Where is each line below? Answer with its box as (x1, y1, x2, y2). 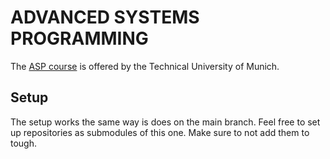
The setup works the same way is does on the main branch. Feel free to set (10, 116, 321, 128)
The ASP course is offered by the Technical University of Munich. (10, 60, 280, 72)
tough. (10, 137, 38, 149)
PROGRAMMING (10, 27, 149, 50)
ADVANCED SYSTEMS (10, 6, 200, 29)
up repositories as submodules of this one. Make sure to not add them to (10, 126, 310, 138)
